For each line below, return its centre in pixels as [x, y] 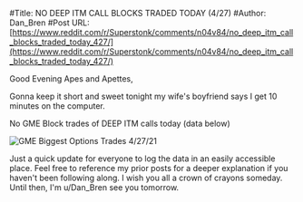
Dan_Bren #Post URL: [50, 23]
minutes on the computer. [58, 106]
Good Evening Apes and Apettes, [71, 79]
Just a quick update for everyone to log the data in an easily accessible [142, 159]
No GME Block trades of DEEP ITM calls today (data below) [120, 123]
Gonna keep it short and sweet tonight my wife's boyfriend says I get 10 [143, 96]
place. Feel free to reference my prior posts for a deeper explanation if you [149, 168]
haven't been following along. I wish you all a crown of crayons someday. [146, 178]
